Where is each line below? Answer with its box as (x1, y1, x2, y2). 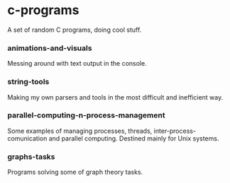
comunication (7, 134, 48, 143)
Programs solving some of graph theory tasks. (7, 168, 143, 177)
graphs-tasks (7, 151, 55, 161)
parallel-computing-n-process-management (7, 110, 165, 120)
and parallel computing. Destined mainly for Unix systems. (48, 134, 219, 143)
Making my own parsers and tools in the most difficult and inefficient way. (7, 93, 224, 101)
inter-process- (153, 126, 197, 135)
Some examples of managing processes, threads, (7, 126, 153, 135)
